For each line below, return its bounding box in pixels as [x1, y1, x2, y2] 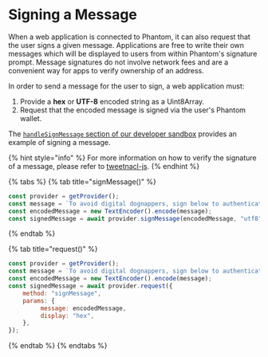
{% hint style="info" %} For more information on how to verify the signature [8, 153, 257, 163]
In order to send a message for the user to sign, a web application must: [8, 81, 245, 91]
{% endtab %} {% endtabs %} [8, 341, 108, 351]
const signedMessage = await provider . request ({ [8, 282, 173, 290]
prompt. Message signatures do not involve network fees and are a [8, 57, 229, 67]
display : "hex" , [40, 312, 94, 320]
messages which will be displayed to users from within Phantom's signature [8, 49, 258, 58]
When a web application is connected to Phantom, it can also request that [8, 32, 251, 41]
